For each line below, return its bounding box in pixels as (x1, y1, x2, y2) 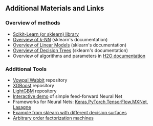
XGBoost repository (12, 82, 55, 88)
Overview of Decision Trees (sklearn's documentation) (12, 47, 128, 53)
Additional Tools (5, 65, 47, 72)
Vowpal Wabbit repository (12, 77, 68, 83)
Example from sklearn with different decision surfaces (12, 109, 127, 115)
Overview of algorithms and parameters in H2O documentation (12, 53, 146, 59)
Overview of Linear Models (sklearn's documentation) (12, 42, 127, 48)
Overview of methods (5, 19, 60, 27)
